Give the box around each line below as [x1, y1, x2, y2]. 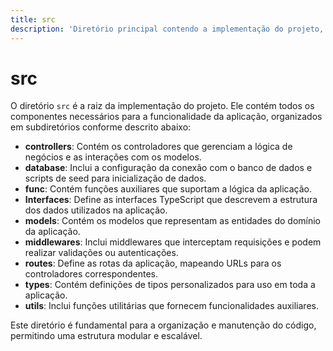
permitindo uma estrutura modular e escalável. [10, 330, 203, 342]
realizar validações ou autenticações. [24, 247, 179, 259]
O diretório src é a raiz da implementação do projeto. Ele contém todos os [10, 100, 315, 112]
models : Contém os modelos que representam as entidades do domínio [24, 215, 321, 227]
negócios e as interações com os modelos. [24, 151, 202, 163]
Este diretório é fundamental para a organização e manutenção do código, [10, 319, 317, 331]
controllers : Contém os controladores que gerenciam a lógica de [24, 141, 293, 153]
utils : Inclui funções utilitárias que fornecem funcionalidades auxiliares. [24, 300, 319, 312]
